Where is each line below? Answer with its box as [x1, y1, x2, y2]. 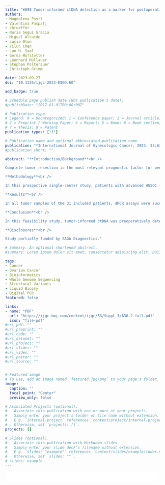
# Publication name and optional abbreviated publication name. [5, 138, 139, 143]
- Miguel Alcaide [5, 35, 41, 40]
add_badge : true [5, 89, 38, 94]
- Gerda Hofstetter [5, 53, 45, 58]
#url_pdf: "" [5, 323, 32, 328]
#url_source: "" [5, 359, 38, 364]
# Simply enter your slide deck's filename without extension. [5, 445, 141, 450]
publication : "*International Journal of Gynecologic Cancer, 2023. [5, 143, 148, 148]
